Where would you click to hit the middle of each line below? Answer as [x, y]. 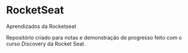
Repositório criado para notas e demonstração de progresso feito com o [94, 37]
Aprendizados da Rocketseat [41, 26]
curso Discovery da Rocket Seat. [46, 44]
